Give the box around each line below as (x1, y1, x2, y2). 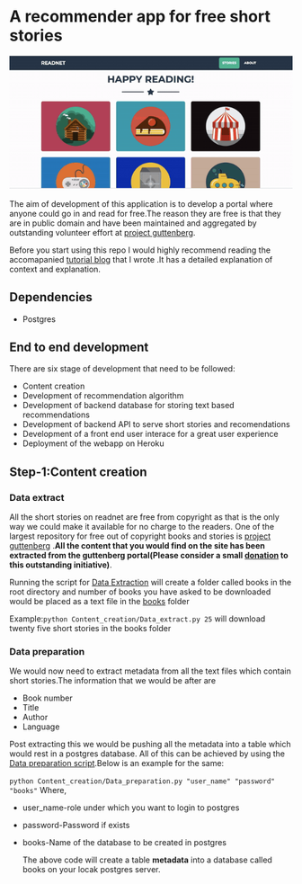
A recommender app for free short (9, 6, 271, 27)
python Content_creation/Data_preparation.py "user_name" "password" (9, 777, 276, 786)
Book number (22, 692, 74, 703)
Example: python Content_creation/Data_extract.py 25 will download (9, 613, 266, 624)
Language (22, 721, 60, 732)
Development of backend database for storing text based (22, 400, 235, 411)
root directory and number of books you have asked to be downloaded (9, 586, 271, 597)
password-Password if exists (22, 820, 130, 831)
